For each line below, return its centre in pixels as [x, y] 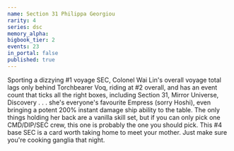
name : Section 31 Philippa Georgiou [61, 14]
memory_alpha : [28, 34]
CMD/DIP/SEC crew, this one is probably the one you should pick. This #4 [115, 125]
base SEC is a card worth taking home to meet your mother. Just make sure [117, 132]
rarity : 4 [22, 20]
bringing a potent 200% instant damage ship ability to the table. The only [114, 109]
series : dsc [25, 27]
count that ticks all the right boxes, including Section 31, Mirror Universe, [113, 95]
